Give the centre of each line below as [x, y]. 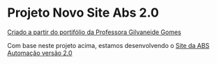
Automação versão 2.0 [40, 53]
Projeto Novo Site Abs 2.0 [83, 13]
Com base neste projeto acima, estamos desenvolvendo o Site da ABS [108, 45]
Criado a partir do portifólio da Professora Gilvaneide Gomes [94, 32]
